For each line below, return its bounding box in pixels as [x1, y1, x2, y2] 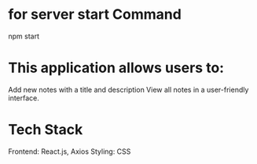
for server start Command [8, 5, 182, 24]
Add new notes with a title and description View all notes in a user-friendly [8, 85, 249, 94]
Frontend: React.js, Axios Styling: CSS [8, 147, 131, 156]
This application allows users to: [8, 59, 225, 77]
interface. [8, 93, 39, 103]
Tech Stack [8, 121, 83, 139]
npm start [8, 31, 40, 41]
